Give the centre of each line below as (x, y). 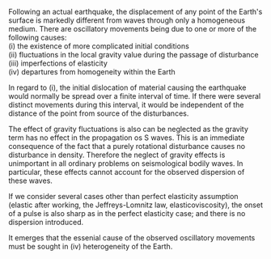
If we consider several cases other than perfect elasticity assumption (123, 196)
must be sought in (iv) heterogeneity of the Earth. (91, 246)
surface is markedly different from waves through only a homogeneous (127, 20)
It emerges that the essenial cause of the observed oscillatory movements (132, 238)
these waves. (30, 180)
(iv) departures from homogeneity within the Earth (92, 72)
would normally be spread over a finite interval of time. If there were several (135, 96)
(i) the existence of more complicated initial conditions (99, 46)
